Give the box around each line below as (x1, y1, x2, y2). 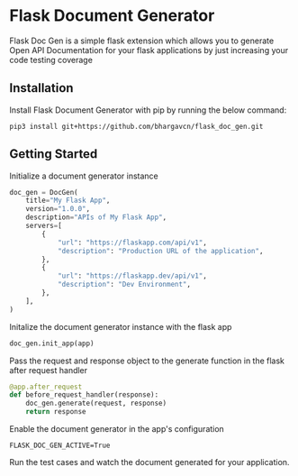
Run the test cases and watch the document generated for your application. (9, 457, 290, 468)
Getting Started (9, 146, 98, 162)
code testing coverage (9, 54, 93, 65)
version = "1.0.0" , (25, 205, 91, 214)
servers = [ (25, 222, 63, 231)
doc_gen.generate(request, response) (25, 398, 167, 408)
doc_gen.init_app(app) (9, 339, 95, 348)
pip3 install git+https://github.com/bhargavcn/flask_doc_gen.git (9, 122, 264, 131)
